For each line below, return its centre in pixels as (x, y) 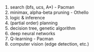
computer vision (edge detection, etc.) (49, 44)
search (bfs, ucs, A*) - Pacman (42, 7)
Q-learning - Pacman (32, 39)
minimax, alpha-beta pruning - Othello (49, 12)
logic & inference (27, 18)
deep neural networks (32, 33)
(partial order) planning (34, 23)
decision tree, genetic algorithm (43, 28)
